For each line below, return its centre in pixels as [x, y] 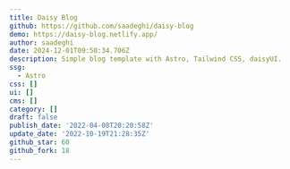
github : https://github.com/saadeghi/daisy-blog [102, 26]
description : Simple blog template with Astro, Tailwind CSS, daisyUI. [145, 59]
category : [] [34, 109]
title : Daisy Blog [43, 17]
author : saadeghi [42, 42]
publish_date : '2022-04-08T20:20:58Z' [81, 126]
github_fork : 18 [39, 150]
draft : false [34, 117]
